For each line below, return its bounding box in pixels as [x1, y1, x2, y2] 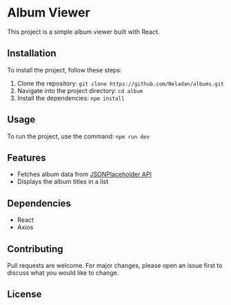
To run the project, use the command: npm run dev [7, 132, 150, 140]
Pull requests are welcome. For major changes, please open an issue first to [7, 262, 223, 269]
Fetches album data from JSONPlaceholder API [17, 170, 152, 178]
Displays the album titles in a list [17, 178, 109, 186]
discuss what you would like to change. [7, 269, 119, 277]
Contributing [7, 243, 63, 255]
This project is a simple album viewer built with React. [7, 28, 160, 36]
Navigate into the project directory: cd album [17, 86, 143, 94]
